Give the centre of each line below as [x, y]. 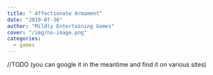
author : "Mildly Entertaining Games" [61, 26]
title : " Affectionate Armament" [55, 13]
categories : [24, 39]
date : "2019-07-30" [35, 20]
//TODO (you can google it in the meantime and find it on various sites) [107, 64]
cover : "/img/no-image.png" [47, 32]
